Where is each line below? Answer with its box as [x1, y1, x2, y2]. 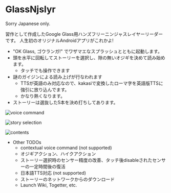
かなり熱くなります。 [20, 93, 66, 99]
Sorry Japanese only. [5, 20, 50, 27]
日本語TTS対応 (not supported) [20, 170, 86, 176]
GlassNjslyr [5, 4, 56, 15]
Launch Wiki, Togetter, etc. [20, 182, 77, 188]
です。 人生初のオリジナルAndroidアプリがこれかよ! [5, 37, 114, 43]
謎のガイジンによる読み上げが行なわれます [12, 74, 102, 80]
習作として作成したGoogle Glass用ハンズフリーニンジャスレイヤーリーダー [5, 31, 163, 37]
